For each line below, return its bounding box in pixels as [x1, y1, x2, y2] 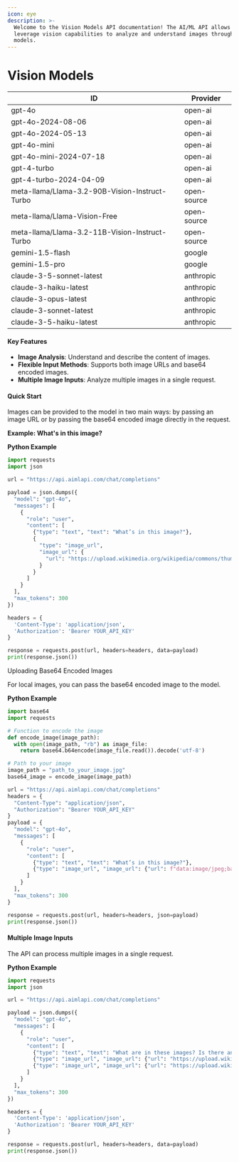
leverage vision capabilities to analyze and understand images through [14, 30, 234, 38]
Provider [191, 93, 221, 103]
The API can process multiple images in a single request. [7, 949, 174, 958]
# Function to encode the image [7, 727, 103, 734]
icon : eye [7, 10, 37, 18]
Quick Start [7, 392, 42, 400]
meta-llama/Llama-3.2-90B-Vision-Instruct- [11, 187, 167, 197]
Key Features [7, 337, 48, 345]
